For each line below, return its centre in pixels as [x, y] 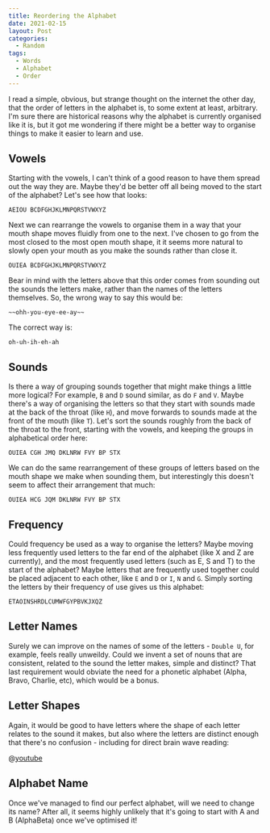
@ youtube [25, 758]
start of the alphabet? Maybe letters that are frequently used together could [134, 570]
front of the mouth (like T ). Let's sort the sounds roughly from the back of [130, 421]
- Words [29, 61]
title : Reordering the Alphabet [62, 16]
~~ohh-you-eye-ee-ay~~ [46, 313]
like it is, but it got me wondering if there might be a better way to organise [132, 124]
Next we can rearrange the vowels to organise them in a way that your [125, 225]
